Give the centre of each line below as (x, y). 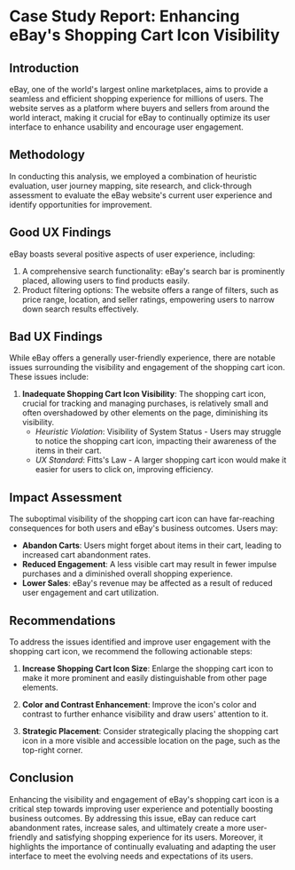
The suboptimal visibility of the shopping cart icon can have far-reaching (142, 519)
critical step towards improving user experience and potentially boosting (141, 809)
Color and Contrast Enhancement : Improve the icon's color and (139, 705)
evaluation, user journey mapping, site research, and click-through (131, 186)
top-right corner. (52, 750)
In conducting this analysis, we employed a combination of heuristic (133, 176)
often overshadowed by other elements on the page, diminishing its (145, 413)
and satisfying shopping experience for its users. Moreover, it (151, 837)
